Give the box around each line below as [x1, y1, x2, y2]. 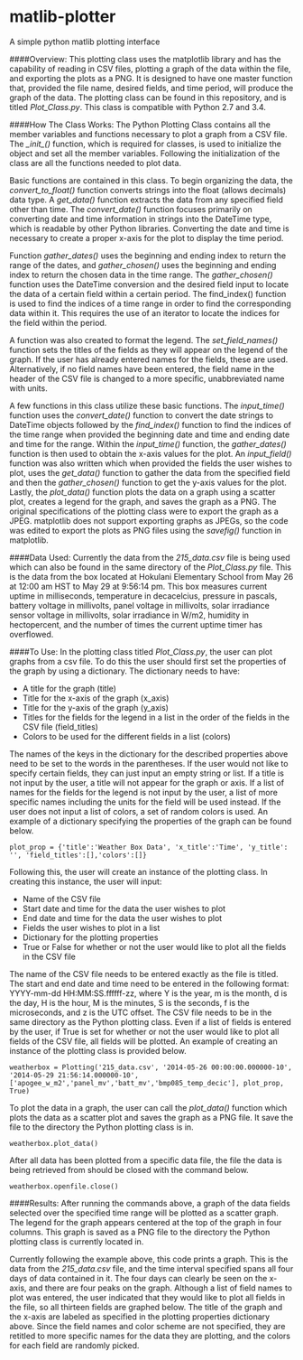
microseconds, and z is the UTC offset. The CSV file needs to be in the [9, 1007, 272, 1018]
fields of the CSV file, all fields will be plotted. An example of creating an [9, 1036, 278, 1047]
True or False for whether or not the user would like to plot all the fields [22, 941, 287, 952]
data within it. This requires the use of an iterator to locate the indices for [9, 307, 280, 318]
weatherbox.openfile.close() [9, 1181, 119, 1191]
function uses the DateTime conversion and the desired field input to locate [9, 278, 289, 290]
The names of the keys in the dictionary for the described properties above [9, 748, 289, 759]
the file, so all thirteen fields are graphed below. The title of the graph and [9, 1301, 283, 1312]
